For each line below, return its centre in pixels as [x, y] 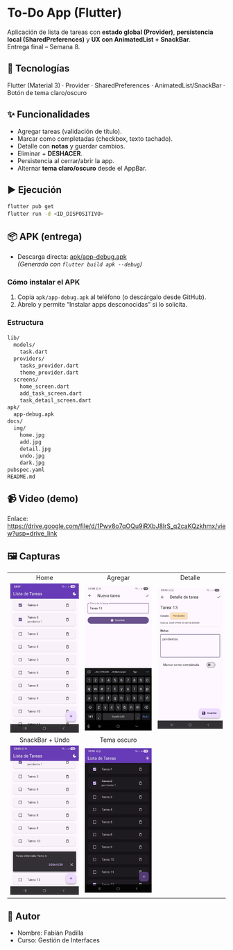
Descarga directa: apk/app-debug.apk [72, 256]
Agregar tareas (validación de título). [70, 131]
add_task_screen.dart [51, 393]
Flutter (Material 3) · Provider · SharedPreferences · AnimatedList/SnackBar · [116, 85]
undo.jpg [32, 456]
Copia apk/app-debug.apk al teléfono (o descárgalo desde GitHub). [112, 297]
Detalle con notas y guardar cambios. [71, 146]
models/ [25, 345]
